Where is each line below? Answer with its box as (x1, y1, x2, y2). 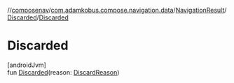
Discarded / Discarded (7, 13, 69, 22)
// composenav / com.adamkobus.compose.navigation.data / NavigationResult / (7, 6, 227, 14)
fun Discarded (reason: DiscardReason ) (7, 68, 120, 76)
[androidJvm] (7, 61, 47, 69)
